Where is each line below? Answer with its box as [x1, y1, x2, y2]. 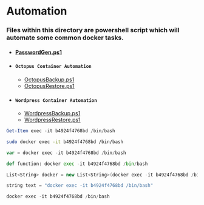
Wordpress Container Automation [15, 97, 97, 104]
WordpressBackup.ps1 [24, 110, 81, 117]
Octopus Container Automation [15, 64, 92, 70]
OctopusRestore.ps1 [24, 82, 75, 89]
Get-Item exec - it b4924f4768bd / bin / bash [6, 128, 115, 134]
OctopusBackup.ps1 [24, 76, 75, 83]
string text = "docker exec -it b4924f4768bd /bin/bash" [6, 183, 154, 189]
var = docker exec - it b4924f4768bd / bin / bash [6, 150, 126, 156]
